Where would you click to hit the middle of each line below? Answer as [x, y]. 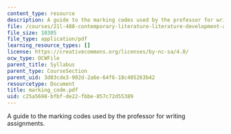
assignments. [26, 123]
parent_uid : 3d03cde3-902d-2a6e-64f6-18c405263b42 [81, 77]
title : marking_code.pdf [43, 90]
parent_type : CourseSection [47, 71]
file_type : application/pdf [47, 39]
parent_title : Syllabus [41, 65]
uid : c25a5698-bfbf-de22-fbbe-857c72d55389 [70, 97]
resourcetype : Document [41, 84]
